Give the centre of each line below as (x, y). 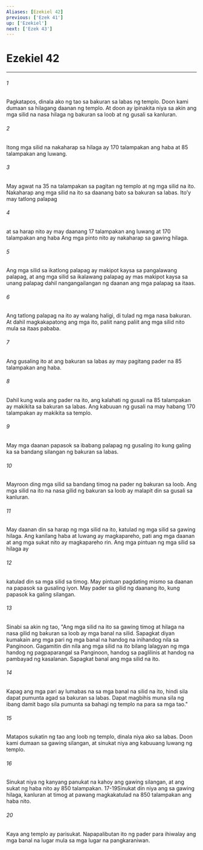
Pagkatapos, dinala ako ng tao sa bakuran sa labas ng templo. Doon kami (97, 102)
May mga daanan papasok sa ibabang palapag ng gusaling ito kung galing (99, 446)
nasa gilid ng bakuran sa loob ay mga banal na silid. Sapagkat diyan (91, 633)
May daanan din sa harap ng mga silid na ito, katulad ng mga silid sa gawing (101, 529)
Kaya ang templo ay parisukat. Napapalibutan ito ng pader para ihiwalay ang (101, 834)
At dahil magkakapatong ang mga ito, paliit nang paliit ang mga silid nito (96, 322)
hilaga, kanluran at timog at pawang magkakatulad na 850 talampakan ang (99, 795)
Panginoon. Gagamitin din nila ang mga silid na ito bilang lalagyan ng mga (98, 646)
